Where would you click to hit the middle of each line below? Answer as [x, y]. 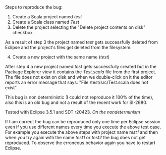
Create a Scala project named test [47, 17]
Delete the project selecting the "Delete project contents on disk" [79, 27]
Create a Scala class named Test [46, 22]
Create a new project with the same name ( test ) [61, 57]
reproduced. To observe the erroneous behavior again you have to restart [80, 143]
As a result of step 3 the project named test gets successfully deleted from [82, 42]
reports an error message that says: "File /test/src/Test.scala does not [77, 82]
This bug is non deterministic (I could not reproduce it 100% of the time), [79, 97]
